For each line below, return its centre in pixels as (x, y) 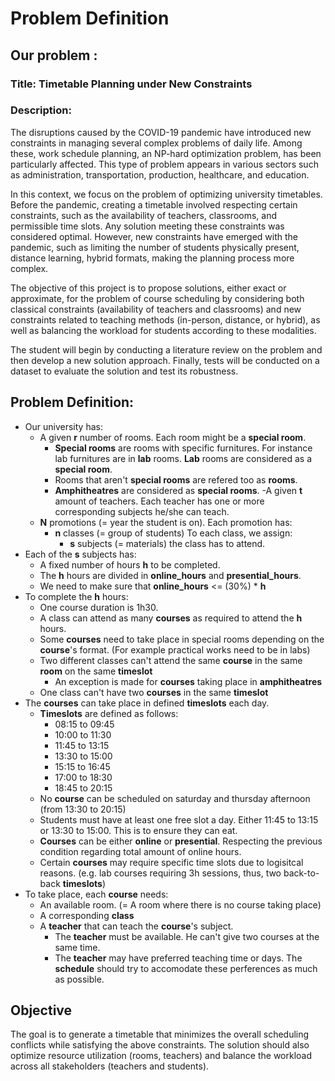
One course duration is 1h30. (99, 607)
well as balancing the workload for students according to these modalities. (163, 330)
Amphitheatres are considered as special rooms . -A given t (178, 490)
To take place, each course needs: (96, 894)
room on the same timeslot (96, 671)
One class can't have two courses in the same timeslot (154, 692)
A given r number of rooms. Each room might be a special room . (173, 437)
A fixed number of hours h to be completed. (130, 564)
